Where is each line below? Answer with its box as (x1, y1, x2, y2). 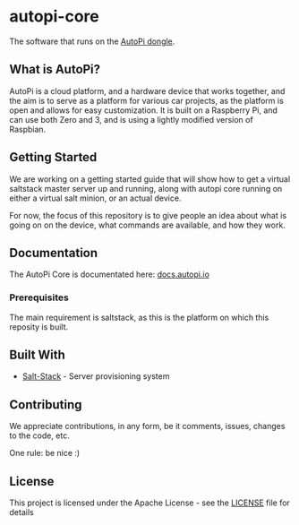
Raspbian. (9, 124, 47, 134)
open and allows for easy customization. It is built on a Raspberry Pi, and (9, 105, 278, 116)
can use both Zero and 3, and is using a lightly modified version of (9, 114, 253, 125)
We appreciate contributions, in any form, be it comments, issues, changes (9, 421, 286, 432)
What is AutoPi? (9, 62, 101, 77)
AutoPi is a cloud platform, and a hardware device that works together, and (9, 85, 286, 96)
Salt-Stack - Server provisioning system (21, 371, 170, 382)
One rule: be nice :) (9, 448, 81, 459)
